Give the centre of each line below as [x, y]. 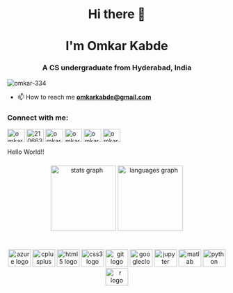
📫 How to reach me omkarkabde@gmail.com [84, 97]
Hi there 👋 [117, 14]
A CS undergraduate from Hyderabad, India [117, 68]
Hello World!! [26, 152]
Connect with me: [38, 118]
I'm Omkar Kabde [117, 46]
